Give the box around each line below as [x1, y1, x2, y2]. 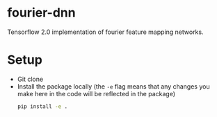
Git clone [17, 75, 44, 83]
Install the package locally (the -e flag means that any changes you [17, 82, 210, 91]
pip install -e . [17, 102, 68, 110]
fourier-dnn [7, 5, 76, 21]
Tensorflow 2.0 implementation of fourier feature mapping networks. [7, 28, 204, 36]
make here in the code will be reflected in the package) [17, 89, 176, 98]
